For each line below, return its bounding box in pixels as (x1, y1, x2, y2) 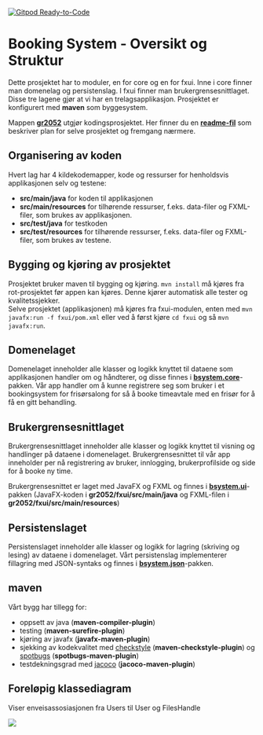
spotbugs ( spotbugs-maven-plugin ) (19, 651, 140, 660)
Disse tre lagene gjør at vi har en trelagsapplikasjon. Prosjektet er (8, 94, 219, 104)
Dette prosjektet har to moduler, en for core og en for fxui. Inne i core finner (8, 77, 253, 86)
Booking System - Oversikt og (8, 35, 208, 53)
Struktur (8, 52, 64, 70)
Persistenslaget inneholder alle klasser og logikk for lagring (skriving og (8, 542, 239, 551)
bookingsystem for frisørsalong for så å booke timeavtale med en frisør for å (8, 389, 255, 399)
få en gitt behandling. (8, 398, 77, 407)
